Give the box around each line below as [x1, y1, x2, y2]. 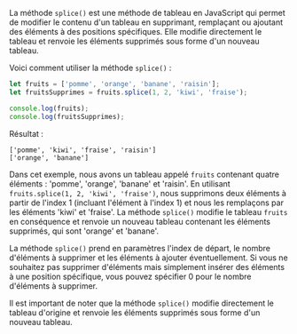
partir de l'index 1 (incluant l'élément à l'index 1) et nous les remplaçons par [9, 197, 284, 208]
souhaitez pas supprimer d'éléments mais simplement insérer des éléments [9, 261, 285, 272]
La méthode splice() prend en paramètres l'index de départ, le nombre [9, 243, 270, 253]
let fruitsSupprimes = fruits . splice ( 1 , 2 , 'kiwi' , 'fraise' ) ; [9, 88, 248, 97]
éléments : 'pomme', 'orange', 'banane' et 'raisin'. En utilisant [9, 178, 231, 189]
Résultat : [9, 128, 44, 139]
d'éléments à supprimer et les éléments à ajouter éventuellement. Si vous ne [9, 252, 288, 263]
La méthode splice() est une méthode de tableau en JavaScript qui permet [9, 8, 285, 18]
